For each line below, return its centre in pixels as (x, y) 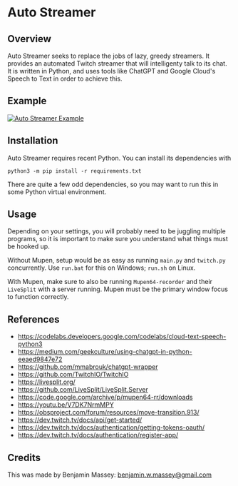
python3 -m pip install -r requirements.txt (74, 171)
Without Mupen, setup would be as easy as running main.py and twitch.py (117, 260)
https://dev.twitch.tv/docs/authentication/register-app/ (98, 435)
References (33, 319)
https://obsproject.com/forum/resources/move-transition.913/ (108, 412)
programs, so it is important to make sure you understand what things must (118, 239)
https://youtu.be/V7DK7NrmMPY (66, 405)
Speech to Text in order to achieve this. (65, 79)
